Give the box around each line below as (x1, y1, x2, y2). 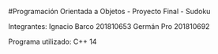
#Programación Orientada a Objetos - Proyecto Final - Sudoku (8, 7, 211, 16)
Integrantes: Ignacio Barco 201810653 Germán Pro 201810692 (8, 22, 210, 31)
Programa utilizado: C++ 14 (8, 37, 97, 46)
